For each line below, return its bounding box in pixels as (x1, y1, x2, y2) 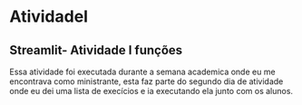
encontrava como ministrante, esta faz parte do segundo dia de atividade (9, 76, 284, 87)
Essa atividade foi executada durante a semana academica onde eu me (9, 66, 276, 77)
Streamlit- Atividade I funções (9, 43, 183, 58)
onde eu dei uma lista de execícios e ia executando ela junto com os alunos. (9, 86, 293, 96)
